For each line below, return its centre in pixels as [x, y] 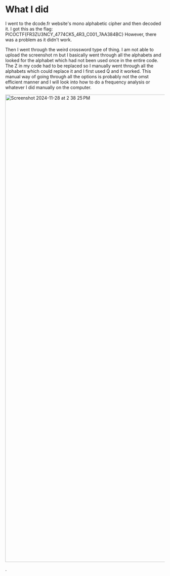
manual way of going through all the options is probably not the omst [77, 76]
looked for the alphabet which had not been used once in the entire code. [82, 60]
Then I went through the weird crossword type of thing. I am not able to [80, 49]
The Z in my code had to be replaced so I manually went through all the [79, 66]
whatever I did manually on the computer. [49, 87]
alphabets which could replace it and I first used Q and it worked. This [78, 71]
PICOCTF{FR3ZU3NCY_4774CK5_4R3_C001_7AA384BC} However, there [81, 34]
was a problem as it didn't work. [39, 40]
